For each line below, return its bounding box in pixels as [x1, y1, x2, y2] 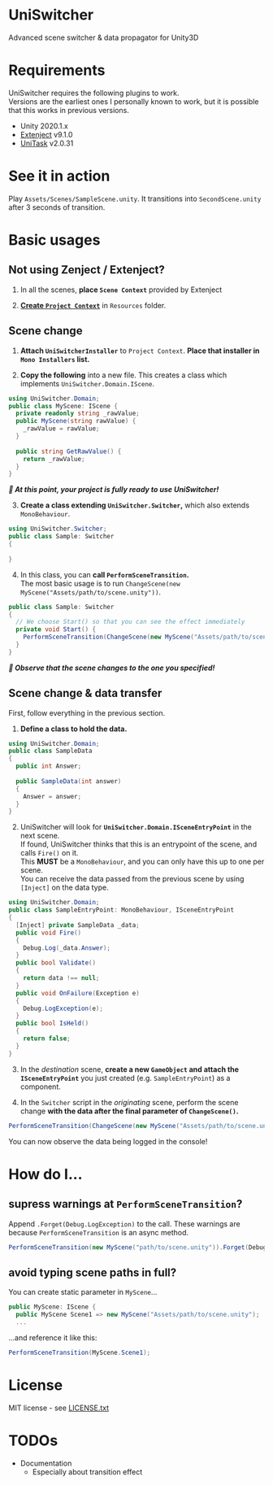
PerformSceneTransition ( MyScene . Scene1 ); [8, 1348, 151, 1357]
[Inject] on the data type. [19, 882, 109, 892]
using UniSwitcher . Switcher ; [8, 525, 107, 533]
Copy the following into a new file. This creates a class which [19, 370, 227, 380]
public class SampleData [8, 747, 93, 756]
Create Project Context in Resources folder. [19, 300, 167, 310]
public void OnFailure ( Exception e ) [15, 989, 140, 997]
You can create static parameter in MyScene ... [8, 1287, 158, 1297]
